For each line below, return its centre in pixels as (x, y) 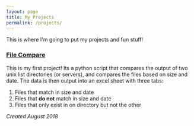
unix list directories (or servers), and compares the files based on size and (97, 74)
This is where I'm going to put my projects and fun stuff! (75, 40)
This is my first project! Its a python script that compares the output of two (97, 68)
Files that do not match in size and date (63, 98)
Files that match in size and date (54, 92)
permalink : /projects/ (34, 23)
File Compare (26, 55)
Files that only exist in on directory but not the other (78, 105)
